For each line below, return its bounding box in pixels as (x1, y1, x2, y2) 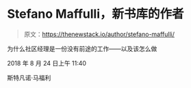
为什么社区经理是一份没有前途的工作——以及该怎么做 (7, 44, 157, 53)
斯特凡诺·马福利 (7, 73, 51, 82)
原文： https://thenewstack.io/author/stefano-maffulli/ (23, 30, 175, 38)
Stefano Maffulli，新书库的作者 (7, 6, 184, 22)
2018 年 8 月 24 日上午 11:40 (7, 59, 87, 67)
